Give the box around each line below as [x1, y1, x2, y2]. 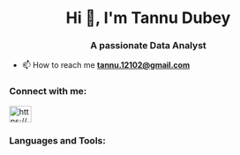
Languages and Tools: [9, 134, 106, 146]
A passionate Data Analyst [89, 40, 207, 52]
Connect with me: [9, 85, 87, 98]
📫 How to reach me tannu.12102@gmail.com [21, 60, 191, 70]
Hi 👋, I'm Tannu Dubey [65, 8, 231, 28]
